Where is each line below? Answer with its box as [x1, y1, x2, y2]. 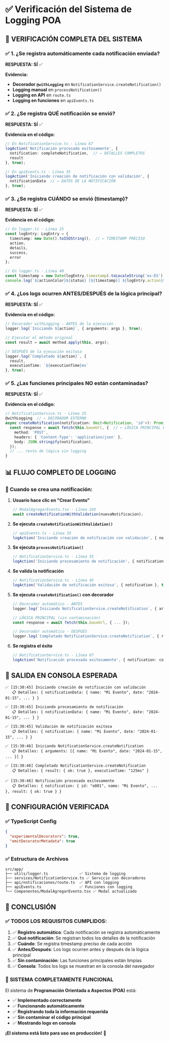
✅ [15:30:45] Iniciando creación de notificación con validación [5, 685, 146, 690]
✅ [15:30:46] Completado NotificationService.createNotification [5, 763, 146, 768]
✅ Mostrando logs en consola [12, 1020, 76, 1026]
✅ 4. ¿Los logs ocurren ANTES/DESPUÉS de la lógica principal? [5, 290, 162, 297]
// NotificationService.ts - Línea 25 [5, 411, 87, 416]
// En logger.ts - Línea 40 [5, 269, 64, 274]
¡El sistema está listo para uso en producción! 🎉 [5, 1030, 107, 1036]
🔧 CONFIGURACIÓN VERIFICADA [5, 802, 109, 812]
